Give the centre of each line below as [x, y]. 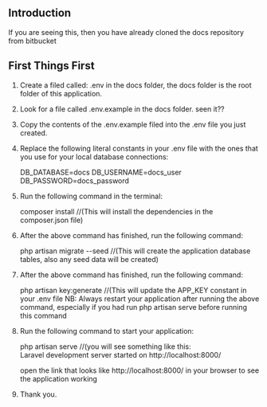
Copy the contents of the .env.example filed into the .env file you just [133, 124]
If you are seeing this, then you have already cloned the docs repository [126, 32]
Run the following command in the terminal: [91, 196]
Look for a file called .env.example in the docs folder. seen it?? [122, 109]
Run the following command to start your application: [107, 331]
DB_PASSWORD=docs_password [75, 180]
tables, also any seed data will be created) [89, 259]
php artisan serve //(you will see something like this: [105, 346]
